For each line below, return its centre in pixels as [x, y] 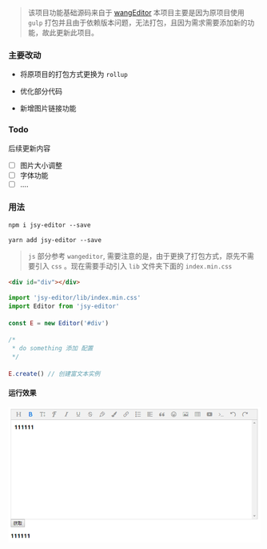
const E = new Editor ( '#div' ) [59, 323]
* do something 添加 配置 [52, 349]
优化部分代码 [41, 91]
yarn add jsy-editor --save [55, 240]
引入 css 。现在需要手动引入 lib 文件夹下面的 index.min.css [133, 266]
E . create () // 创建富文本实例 [54, 373]
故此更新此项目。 [70, 32]
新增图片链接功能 [48, 108]
